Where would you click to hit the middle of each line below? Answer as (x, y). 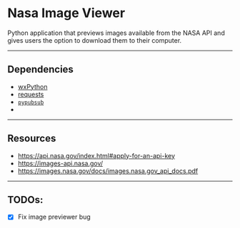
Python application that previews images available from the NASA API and (116, 33)
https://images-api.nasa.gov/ (60, 163)
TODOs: (25, 200)
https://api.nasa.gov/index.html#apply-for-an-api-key (96, 155)
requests (31, 94)
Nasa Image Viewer (66, 13)
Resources (32, 139)
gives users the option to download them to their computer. (95, 40)
